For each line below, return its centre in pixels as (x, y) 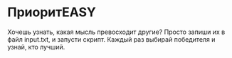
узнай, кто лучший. (36, 47)
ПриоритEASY (52, 12)
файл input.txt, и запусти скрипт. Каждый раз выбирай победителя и (111, 39)
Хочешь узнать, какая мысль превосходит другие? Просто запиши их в (116, 32)
